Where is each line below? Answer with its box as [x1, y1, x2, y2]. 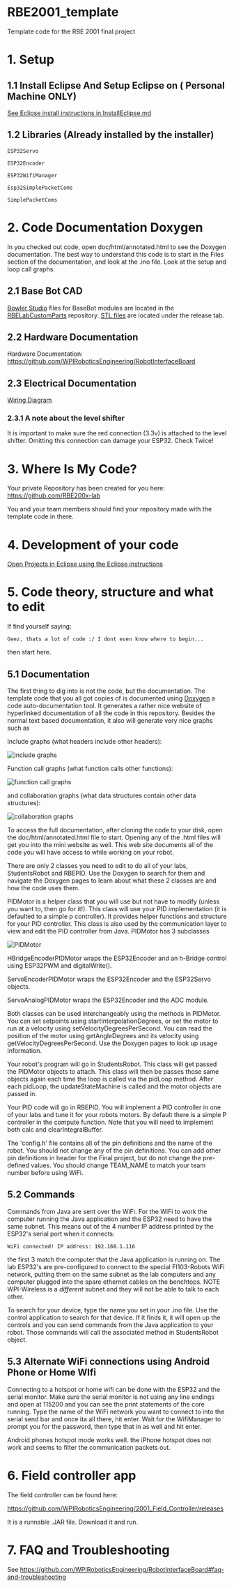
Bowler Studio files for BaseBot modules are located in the [7, 304, 175, 312]
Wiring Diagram [7, 396, 52, 405]
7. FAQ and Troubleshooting [7, 1542, 170, 1558]
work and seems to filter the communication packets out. [7, 1443, 171, 1451]
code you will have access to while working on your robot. [7, 848, 174, 857]
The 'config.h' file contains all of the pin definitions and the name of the [7, 1139, 212, 1148]
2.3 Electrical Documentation [7, 377, 137, 389]
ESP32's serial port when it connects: [7, 1229, 115, 1238]
